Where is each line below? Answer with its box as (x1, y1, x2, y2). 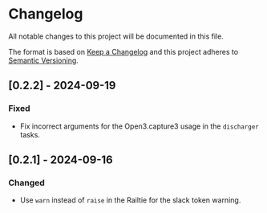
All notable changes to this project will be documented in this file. (8, 31, 225, 41)
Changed (8, 177, 46, 188)
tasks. (19, 129, 40, 139)
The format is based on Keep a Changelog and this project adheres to (8, 47, 239, 56)
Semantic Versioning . (8, 55, 79, 65)
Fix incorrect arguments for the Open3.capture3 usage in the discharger (19, 121, 259, 131)
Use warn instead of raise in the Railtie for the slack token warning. (19, 195, 241, 205)
